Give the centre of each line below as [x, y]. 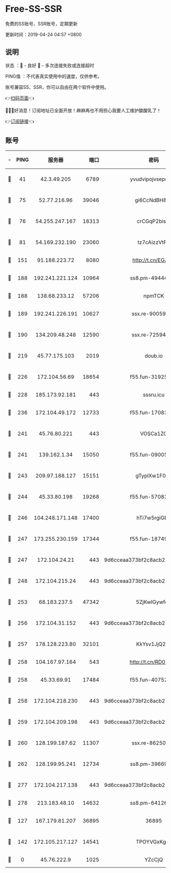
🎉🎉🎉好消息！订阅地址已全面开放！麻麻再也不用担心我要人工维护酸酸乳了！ [83, 110]
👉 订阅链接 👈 [20, 121]
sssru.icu [154, 394]
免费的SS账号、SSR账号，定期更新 [41, 23]
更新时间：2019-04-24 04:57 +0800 [44, 34]
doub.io [154, 356]
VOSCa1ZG [154, 433]
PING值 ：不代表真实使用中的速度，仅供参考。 [54, 76]
